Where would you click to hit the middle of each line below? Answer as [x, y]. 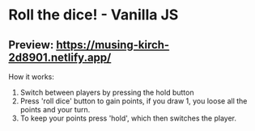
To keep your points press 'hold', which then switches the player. [128, 118]
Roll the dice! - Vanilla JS [93, 15]
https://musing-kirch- [113, 45]
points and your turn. [55, 110]
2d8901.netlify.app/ [60, 57]
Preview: [31, 45]
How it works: [32, 77]
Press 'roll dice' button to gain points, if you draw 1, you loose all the [134, 101]
